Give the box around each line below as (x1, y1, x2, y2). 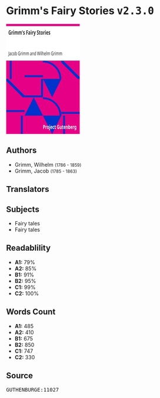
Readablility (6, 243, 51, 253)
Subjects (6, 204, 39, 214)
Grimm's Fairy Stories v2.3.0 (6, 4, 155, 18)
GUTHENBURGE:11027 (6, 386, 59, 393)
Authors (6, 146, 37, 156)
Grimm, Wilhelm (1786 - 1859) (14, 161, 82, 168)
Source (6, 370, 34, 380)
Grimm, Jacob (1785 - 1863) (14, 167, 78, 174)
